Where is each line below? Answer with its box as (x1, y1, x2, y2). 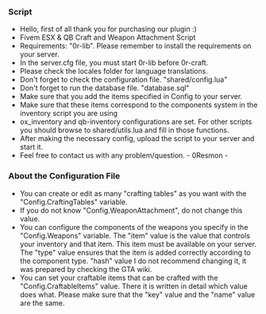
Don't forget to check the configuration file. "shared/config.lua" (19, 75, 228, 85)
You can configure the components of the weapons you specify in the (19, 222, 249, 232)
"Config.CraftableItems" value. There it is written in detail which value (19, 281, 248, 291)
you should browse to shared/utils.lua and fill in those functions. (19, 125, 229, 135)
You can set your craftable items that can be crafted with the (19, 273, 218, 282)
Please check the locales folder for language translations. (19, 67, 208, 76)
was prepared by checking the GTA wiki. (19, 264, 152, 274)
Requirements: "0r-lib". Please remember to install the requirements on (19, 41, 252, 51)
